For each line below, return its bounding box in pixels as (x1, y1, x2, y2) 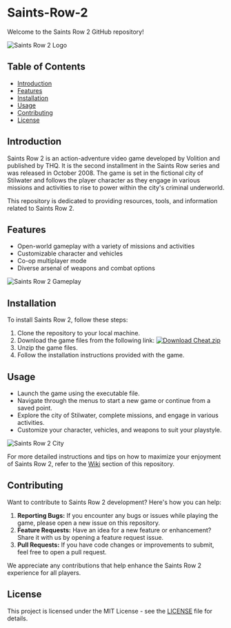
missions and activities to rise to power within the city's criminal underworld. (7, 183, 225, 191)
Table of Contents (7, 61, 86, 73)
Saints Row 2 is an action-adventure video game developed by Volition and (7, 154, 221, 163)
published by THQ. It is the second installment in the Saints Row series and (7, 161, 220, 169)
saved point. (17, 404, 53, 412)
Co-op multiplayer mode (17, 257, 87, 265)
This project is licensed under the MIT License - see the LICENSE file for (7, 607, 212, 615)
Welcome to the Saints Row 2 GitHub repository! (7, 28, 144, 36)
